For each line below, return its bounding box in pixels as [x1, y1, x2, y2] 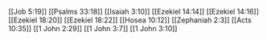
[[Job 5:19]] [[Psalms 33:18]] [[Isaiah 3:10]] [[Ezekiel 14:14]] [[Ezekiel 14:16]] [8, 7, 260, 16]
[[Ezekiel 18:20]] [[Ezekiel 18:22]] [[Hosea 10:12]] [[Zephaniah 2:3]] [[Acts [8, 15, 252, 25]
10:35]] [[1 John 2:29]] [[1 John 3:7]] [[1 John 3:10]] [8, 24, 178, 33]
